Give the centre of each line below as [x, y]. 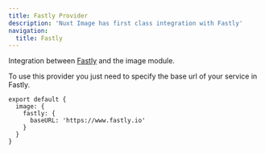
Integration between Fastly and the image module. [92, 61]
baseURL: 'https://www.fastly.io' [88, 121]
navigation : [28, 30]
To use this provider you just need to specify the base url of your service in [133, 76]
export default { [37, 100]
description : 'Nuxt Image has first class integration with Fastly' [126, 23]
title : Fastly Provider [48, 16]
